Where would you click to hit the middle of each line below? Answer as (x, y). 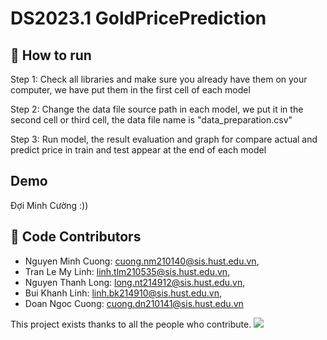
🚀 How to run (51, 55)
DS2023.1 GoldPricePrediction (138, 18)
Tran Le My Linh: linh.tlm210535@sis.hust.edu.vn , (127, 271)
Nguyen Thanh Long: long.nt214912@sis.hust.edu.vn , (135, 282)
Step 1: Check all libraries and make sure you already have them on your (159, 79)
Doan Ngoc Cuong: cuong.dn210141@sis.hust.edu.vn (134, 303)
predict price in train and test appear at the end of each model (138, 150)
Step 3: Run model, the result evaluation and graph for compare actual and (164, 139)
